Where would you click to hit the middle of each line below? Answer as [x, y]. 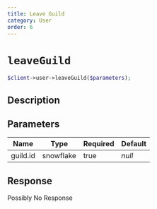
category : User [30, 20]
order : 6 [20, 27]
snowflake [59, 156]
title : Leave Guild [36, 14]
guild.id [23, 156]
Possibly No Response [40, 198]
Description [34, 100]
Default [134, 144]
